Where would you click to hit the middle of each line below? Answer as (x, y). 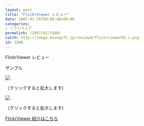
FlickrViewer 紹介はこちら (32, 118)
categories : (17, 24)
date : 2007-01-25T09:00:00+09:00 (40, 19)
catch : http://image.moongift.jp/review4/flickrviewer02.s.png (72, 38)
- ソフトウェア (19, 28)
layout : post (19, 10)
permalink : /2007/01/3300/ (33, 33)
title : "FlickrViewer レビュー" (37, 14)
